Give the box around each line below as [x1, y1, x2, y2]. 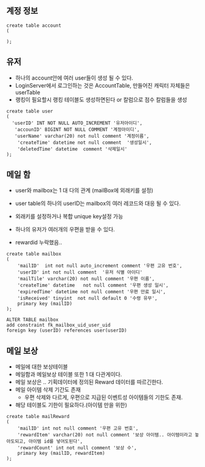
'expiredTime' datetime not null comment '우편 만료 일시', [17, 289, 166, 295]
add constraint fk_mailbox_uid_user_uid [6, 322, 111, 329]
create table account [6, 22, 62, 29]
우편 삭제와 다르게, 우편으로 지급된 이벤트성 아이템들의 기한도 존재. [24, 394, 183, 401]
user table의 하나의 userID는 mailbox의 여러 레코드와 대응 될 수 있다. [15, 200, 181, 207]
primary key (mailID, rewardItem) [17, 450, 105, 457]
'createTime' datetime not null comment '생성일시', [17, 140, 152, 146]
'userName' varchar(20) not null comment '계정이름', [14, 133, 150, 139]
